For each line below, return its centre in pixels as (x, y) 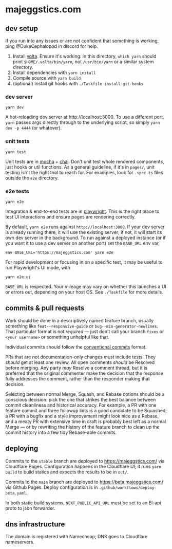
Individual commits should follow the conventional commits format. (76, 347)
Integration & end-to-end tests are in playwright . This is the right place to (82, 211)
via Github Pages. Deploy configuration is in (52, 487)
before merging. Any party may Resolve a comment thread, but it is (77, 368)
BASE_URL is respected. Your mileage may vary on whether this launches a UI (86, 286)
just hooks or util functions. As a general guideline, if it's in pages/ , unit (80, 167)
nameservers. (20, 542)
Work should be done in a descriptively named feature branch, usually (80, 320)
